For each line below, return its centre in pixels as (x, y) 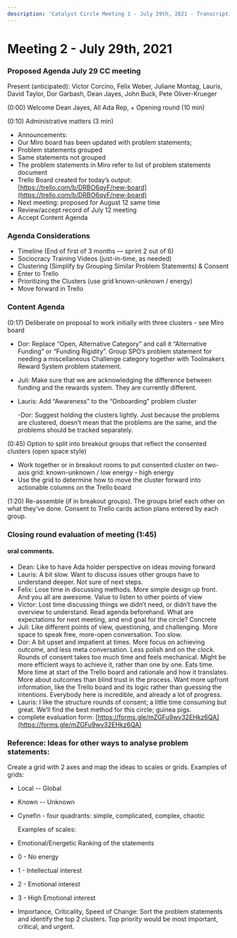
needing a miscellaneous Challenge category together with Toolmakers (121, 358)
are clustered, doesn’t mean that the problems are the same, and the (117, 422)
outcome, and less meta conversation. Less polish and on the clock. (116, 649)
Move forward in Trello (50, 289)
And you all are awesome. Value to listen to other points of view (110, 597)
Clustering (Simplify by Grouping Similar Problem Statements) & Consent (123, 266)
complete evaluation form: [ (57, 717)
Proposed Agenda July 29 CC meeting (74, 71)
